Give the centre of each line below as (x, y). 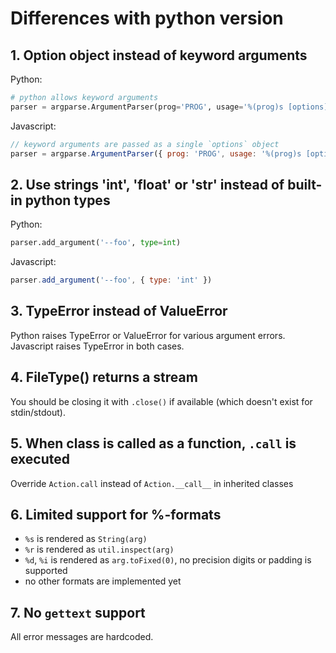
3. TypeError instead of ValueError (119, 311)
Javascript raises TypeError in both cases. (97, 346)
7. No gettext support (78, 612)
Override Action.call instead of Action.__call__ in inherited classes (152, 483)
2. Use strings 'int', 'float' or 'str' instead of (147, 184)
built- (305, 184)
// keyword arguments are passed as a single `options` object (145, 144)
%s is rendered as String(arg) (86, 539)
